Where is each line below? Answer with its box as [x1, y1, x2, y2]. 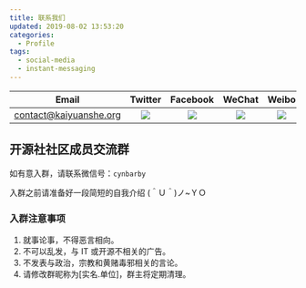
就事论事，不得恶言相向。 [22, 234, 119, 245]
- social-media [17, 56, 76, 65]
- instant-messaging [17, 65, 96, 74]
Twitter [129, 93, 162, 106]
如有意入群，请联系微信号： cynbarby [9, 168, 147, 179]
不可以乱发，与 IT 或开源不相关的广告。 [22, 245, 171, 256]
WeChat [222, 93, 260, 106]
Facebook [169, 93, 214, 106]
